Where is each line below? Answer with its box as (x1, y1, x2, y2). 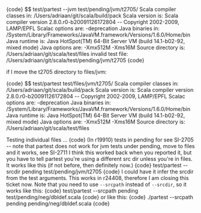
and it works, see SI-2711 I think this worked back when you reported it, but (6, 149, 192, 156)
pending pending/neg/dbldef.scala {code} (6, 200, 110, 207)
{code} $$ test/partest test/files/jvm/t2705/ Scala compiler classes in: (6, 80, 179, 87)
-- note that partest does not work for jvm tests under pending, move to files (6, 143, 195, 149)
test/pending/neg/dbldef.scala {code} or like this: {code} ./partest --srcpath (6, 194, 194, 200)
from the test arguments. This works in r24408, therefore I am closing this (6, 175, 189, 181)
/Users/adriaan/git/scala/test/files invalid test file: (6, 50, 128, 57)
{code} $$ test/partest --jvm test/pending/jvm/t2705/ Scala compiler (6, 6, 176, 13)
